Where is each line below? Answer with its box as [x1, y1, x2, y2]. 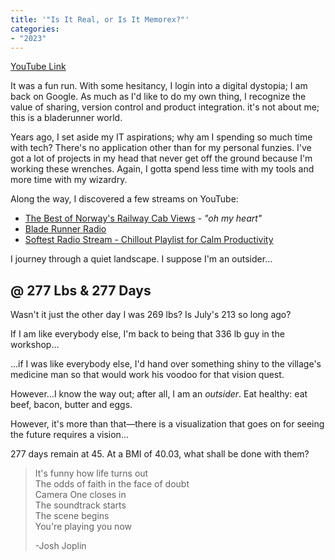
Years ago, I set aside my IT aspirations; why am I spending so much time [10, 131, 313, 143]
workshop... [10, 339, 60, 351]
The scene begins [34, 510, 110, 522]
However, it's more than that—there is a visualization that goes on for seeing [10, 418, 325, 430]
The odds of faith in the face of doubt [34, 478, 190, 490]
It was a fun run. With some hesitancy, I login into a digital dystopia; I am [10, 80, 308, 92]
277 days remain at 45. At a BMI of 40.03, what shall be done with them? [10, 448, 310, 460]
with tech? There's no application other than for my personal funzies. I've [10, 142, 312, 154]
